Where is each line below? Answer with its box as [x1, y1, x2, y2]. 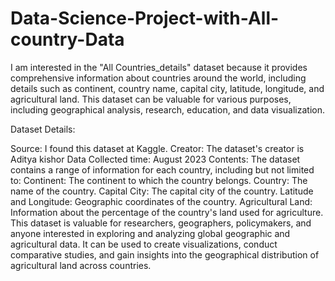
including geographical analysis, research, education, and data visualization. [10, 103, 325, 116]
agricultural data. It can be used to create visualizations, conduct [10, 238, 278, 250]
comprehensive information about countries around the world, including [10, 72, 307, 84]
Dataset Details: [10, 123, 76, 135]
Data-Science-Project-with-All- [10, 7, 280, 30]
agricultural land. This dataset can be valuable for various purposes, [10, 93, 292, 105]
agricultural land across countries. [10, 259, 152, 271]
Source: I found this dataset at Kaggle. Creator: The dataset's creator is [10, 142, 305, 154]
